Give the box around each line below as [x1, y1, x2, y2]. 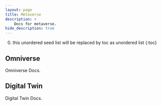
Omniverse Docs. [5, 67, 41, 73]
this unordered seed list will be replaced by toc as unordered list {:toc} [12, 39, 157, 45]
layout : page [5, 7, 32, 12]
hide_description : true [5, 26, 55, 31]
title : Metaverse [5, 12, 41, 17]
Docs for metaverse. [14, 21, 57, 26]
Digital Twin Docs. [5, 95, 42, 101]
